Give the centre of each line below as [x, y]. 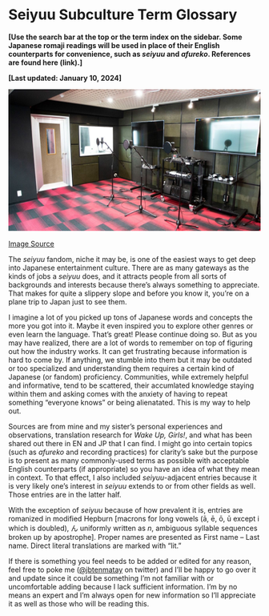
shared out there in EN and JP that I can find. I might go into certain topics [130, 444]
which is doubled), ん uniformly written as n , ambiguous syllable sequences [133, 528]
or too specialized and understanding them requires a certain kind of [121, 368]
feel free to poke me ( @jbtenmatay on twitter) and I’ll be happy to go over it [132, 570]
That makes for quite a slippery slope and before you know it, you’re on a [129, 293]
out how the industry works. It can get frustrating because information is [128, 352]
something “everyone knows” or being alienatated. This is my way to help [129, 403]
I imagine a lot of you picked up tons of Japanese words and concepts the [130, 317]
